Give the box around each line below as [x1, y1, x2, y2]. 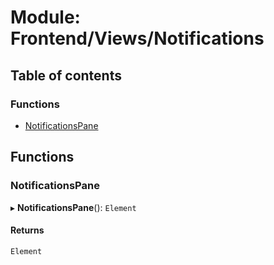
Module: [10, 6, 81, 29]
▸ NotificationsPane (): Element [10, 201, 137, 213]
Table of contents [10, 67, 122, 84]
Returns [10, 224, 45, 236]
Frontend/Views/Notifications [10, 27, 265, 50]
